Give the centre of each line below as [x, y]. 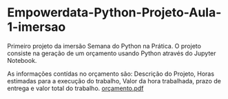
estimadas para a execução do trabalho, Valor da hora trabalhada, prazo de [114, 81]
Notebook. [22, 60]
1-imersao [37, 27]
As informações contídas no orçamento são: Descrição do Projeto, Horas [111, 74]
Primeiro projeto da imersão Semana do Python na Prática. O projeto [104, 46]
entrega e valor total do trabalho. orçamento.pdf [75, 88]
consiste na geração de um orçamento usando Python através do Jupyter [112, 53]
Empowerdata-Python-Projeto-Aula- [114, 13]
